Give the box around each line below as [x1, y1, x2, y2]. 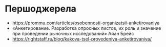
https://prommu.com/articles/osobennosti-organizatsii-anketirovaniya [12, 20, 160, 26]
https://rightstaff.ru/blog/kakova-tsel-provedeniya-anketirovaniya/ [12, 36, 152, 42]
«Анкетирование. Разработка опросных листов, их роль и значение [12, 25, 161, 31]
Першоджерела [5, 3, 76, 15]
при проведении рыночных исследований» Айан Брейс [12, 30, 134, 36]
